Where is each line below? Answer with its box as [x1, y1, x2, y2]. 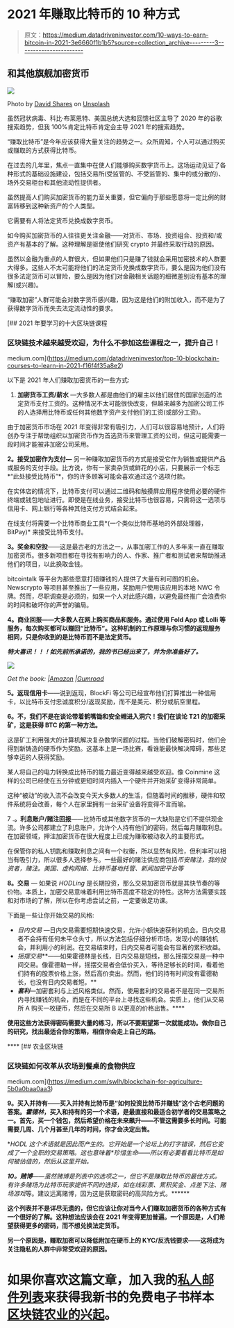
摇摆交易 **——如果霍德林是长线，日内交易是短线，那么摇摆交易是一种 [17, 952, 219, 961]
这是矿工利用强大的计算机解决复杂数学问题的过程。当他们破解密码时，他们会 [7, 736, 226, 744]
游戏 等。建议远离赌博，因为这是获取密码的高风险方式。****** [12, 1189, 190, 1198]
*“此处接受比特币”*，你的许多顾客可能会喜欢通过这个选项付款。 [7, 472, 190, 481]
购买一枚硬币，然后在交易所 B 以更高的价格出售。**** [31, 1004, 185, 1013]
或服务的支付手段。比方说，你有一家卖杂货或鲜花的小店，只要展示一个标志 [7, 463, 220, 472]
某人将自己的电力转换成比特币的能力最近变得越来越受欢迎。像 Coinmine [7, 768, 213, 777]
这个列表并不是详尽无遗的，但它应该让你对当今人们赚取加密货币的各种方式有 [7, 1204, 226, 1213]
